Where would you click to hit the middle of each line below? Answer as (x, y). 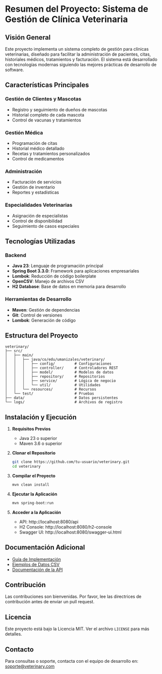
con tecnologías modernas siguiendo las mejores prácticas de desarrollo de (81, 65)
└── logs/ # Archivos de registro (64, 402)
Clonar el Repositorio (34, 453)
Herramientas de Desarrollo (38, 299)
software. (15, 70)
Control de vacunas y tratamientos (47, 120)
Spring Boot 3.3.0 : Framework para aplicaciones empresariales (75, 271)
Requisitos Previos (31, 429)
